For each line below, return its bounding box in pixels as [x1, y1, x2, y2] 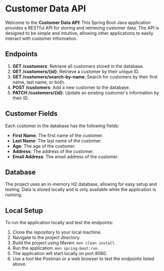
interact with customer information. [5, 35, 77, 41]
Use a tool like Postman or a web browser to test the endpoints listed [12, 256, 154, 262]
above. [12, 261, 27, 267]
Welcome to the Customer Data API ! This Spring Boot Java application [5, 19, 151, 25]
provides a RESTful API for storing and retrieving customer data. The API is [5, 24, 159, 30]
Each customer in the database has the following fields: [5, 123, 119, 129]
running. [5, 192, 22, 198]
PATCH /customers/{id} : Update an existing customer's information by [12, 89, 159, 95]
